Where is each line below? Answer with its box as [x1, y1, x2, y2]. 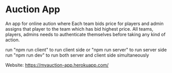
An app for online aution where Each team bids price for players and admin [5, 20, 164, 27]
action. [5, 37, 20, 43]
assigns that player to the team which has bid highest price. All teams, [5, 26, 154, 32]
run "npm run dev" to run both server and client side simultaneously [5, 52, 149, 58]
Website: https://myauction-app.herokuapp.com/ [5, 62, 109, 68]
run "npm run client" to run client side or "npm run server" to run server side [5, 46, 167, 53]
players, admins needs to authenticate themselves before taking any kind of [5, 31, 166, 37]
